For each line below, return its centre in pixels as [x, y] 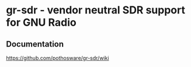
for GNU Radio [41, 22]
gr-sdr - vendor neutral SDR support [96, 10]
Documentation [35, 44]
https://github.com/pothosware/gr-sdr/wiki [58, 58]
